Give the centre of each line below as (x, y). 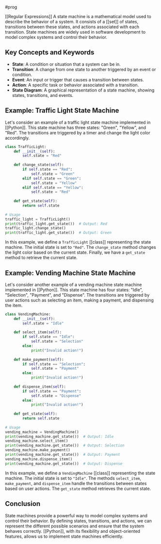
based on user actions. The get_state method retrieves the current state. (78, 488)
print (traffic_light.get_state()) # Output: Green (58, 233)
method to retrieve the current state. (41, 258)
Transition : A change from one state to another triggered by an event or (84, 69)
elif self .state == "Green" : (52, 178)
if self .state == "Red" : (48, 169)
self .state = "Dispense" (56, 396)
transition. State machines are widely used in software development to (75, 32)
